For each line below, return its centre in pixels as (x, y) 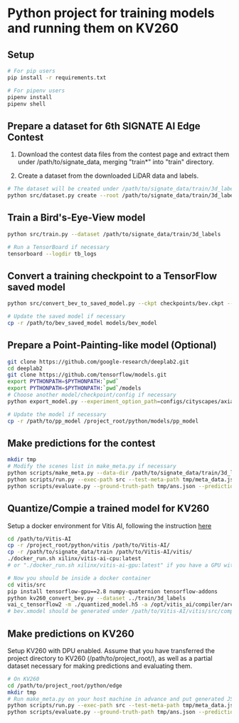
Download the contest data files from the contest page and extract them (123, 154)
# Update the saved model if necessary (67, 317)
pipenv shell (27, 104)
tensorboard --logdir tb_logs (52, 254)
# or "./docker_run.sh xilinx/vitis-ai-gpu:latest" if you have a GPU (114, 565)
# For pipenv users (36, 91)
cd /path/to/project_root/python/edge (65, 686)
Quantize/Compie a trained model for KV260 (108, 509)
